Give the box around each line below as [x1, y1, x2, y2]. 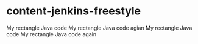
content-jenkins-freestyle [6, 4, 141, 18]
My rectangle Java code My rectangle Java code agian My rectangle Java [6, 24, 193, 31]
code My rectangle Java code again [6, 30, 96, 37]
